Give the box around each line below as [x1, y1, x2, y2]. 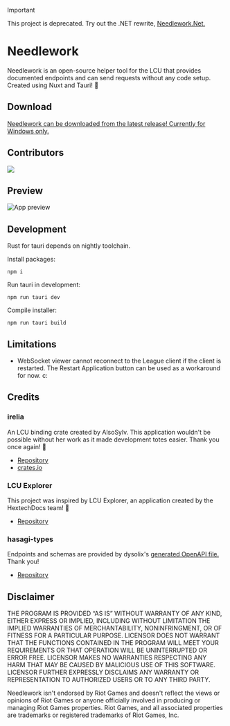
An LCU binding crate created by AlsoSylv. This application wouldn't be [7, 428, 211, 436]
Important [7, 6, 35, 14]
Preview [7, 185, 44, 197]
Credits [7, 391, 40, 403]
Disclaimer [7, 591, 55, 603]
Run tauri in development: [7, 280, 81, 289]
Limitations [7, 338, 57, 350]
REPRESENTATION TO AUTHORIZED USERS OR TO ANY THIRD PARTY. [7, 675, 211, 684]
